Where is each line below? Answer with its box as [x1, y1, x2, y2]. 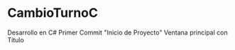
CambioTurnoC [7, 5, 98, 21]
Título [7, 35, 25, 44]
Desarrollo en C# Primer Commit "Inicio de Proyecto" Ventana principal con [7, 28, 229, 37]
